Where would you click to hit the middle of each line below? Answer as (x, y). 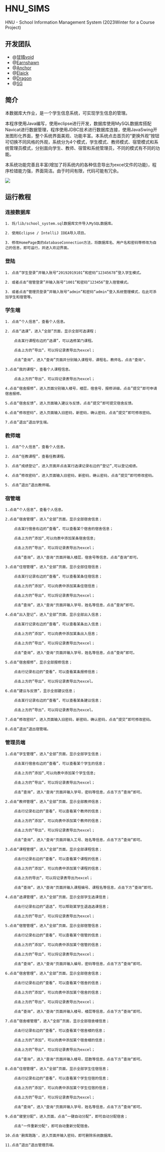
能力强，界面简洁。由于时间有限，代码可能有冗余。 (69, 171)
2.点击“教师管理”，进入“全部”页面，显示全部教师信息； (54, 801)
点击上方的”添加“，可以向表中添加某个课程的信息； (58, 868)
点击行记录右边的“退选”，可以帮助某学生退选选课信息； (62, 906)
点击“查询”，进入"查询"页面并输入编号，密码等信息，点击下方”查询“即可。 (79, 964)
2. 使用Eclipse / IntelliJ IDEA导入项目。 (47, 233)
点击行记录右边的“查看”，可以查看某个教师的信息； (58, 811)
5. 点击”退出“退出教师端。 (29, 485)
